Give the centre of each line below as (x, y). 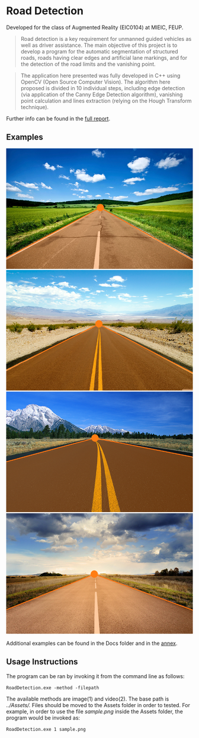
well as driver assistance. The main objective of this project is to (99, 45)
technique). (35, 107)
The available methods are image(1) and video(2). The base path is (88, 699)
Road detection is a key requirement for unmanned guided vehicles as (106, 39)
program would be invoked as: (43, 718)
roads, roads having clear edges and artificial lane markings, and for (104, 58)
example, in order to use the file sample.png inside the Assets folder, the (95, 711)
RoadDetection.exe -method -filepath (53, 688)
